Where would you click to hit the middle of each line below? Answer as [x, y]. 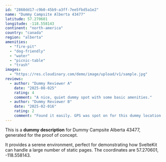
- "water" [20, 56]
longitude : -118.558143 [30, 24]
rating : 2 [24, 111]
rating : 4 [24, 93]
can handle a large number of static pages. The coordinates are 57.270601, [82, 150]
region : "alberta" [24, 38]
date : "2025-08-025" [35, 88]
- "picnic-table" [28, 60]
